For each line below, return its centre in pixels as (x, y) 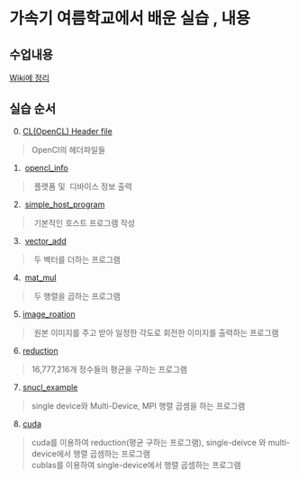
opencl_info (47, 167)
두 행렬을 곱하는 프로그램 (77, 296)
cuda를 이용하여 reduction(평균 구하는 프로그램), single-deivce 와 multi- (161, 442)
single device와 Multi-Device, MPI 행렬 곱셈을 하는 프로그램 (138, 405)
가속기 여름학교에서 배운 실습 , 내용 (130, 18)
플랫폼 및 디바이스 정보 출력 (83, 186)
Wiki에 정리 (29, 78)
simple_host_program (65, 204)
